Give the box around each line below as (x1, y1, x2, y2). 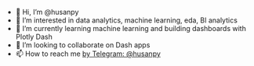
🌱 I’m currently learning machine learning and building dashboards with (15, 24, 247, 33)
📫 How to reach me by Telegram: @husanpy (15, 49, 161, 58)
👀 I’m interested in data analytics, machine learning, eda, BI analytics (15, 16, 238, 25)
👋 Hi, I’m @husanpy (15, 8, 79, 16)
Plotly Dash (15, 32, 53, 41)
